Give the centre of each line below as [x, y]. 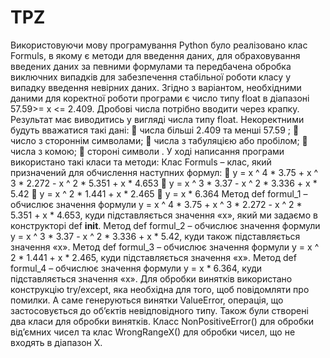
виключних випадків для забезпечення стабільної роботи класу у [150, 77]
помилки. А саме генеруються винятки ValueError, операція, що [147, 300]
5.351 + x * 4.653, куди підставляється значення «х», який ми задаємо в [164, 215]
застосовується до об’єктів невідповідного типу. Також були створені [159, 310]
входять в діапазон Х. [56, 342]
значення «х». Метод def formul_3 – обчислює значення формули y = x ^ [165, 247]
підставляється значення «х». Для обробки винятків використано [151, 278]
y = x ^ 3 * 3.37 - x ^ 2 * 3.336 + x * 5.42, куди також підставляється [155, 236]
